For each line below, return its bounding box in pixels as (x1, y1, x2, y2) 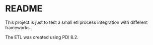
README (5, 3, 43, 14)
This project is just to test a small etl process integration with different (5, 19, 148, 25)
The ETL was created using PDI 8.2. (5, 34, 78, 40)
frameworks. (5, 24, 31, 30)
